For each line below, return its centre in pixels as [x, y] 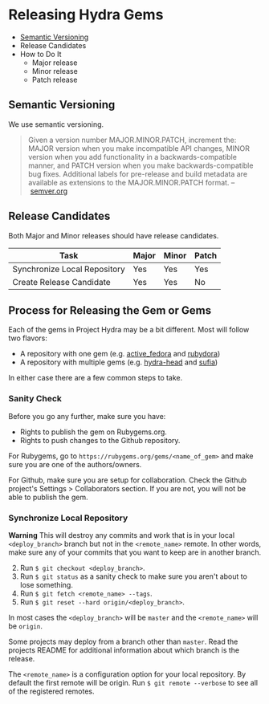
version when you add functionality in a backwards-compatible [132, 157]
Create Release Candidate [61, 282]
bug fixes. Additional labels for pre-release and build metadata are [137, 173]
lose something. [47, 584]
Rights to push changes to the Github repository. [100, 440]
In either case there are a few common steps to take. [96, 378]
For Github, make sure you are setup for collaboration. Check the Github [128, 480]
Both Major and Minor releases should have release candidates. [114, 235]
